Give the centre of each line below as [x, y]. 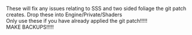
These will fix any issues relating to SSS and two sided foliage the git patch [96, 8]
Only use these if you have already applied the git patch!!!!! [77, 21]
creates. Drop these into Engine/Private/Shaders [64, 15]
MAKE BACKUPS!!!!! [30, 27]
